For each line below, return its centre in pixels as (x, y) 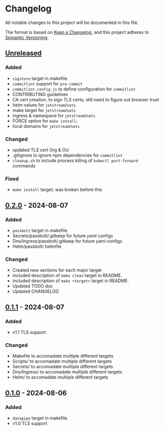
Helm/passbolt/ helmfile (37, 246)
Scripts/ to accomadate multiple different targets (62, 361)
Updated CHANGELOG (36, 291)
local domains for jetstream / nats (46, 126)
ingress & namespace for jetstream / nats (54, 115)
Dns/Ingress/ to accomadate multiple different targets (67, 372)
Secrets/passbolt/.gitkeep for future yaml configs (63, 236)
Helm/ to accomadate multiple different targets (60, 377)
